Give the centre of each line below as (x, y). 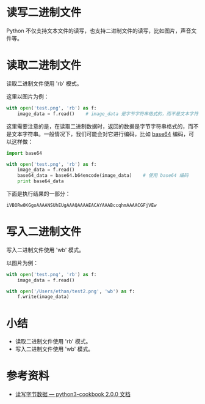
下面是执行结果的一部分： (38, 194)
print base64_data (41, 181)
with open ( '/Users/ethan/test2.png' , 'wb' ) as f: (71, 291)
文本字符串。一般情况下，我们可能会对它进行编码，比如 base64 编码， (100, 134)
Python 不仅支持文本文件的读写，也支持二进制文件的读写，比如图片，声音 (99, 31)
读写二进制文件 (44, 13)
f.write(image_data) (43, 297)
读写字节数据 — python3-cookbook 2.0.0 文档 (73, 394)
